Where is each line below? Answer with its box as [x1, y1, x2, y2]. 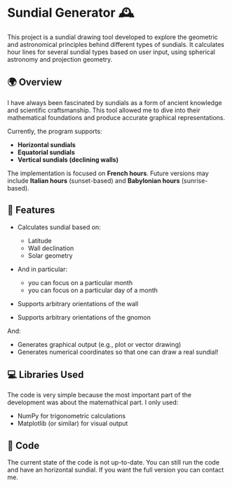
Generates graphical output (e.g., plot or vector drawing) [17, 340, 182, 348]
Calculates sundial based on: [17, 223, 102, 231]
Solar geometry [27, 251, 73, 259]
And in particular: [17, 265, 68, 273]
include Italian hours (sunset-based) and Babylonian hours [7, 176, 180, 185]
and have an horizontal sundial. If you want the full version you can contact [7, 466, 224, 474]
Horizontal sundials [17, 140, 76, 149]
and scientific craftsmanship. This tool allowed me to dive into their [7, 106, 201, 114]
